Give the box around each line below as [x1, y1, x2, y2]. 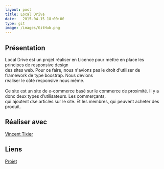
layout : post [5, 7, 32, 12]
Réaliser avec [5, 118, 47, 126]
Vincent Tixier [5, 131, 33, 137]
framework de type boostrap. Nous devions [5, 72, 93, 78]
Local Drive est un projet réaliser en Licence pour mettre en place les [5, 56, 144, 62]
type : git [5, 21, 25, 26]
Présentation [5, 44, 46, 52]
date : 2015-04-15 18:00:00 [5, 16, 65, 21]
